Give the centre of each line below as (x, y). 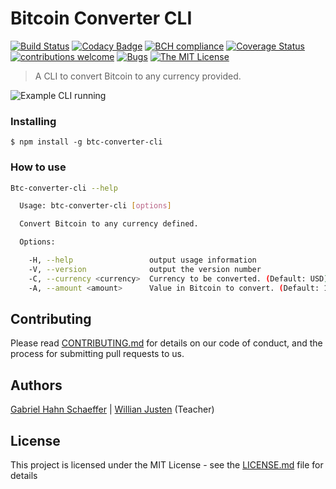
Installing (33, 121)
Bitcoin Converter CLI (101, 18)
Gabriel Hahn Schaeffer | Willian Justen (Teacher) (112, 409)
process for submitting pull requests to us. (97, 354)
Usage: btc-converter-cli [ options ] (95, 206)
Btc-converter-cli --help (64, 188)
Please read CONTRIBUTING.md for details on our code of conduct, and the (166, 343)
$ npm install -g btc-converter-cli (86, 142)
